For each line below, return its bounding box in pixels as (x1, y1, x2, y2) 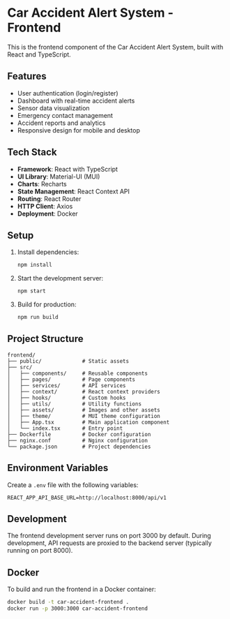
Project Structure (7, 333, 84, 345)
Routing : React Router (17, 194, 82, 203)
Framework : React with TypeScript (17, 165, 118, 173)
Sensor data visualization (17, 103, 90, 112)
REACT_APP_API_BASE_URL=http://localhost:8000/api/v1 (7, 494, 167, 501)
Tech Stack (7, 147, 57, 158)
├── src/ (7, 364, 33, 371)
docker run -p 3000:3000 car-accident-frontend (7, 605, 148, 612)
